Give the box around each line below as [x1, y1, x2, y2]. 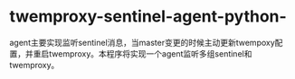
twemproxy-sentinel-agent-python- [9, 6, 287, 27]
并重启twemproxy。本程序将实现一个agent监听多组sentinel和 [24, 48, 252, 59]
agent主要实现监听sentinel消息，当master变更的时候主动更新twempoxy [9, 37, 276, 48]
